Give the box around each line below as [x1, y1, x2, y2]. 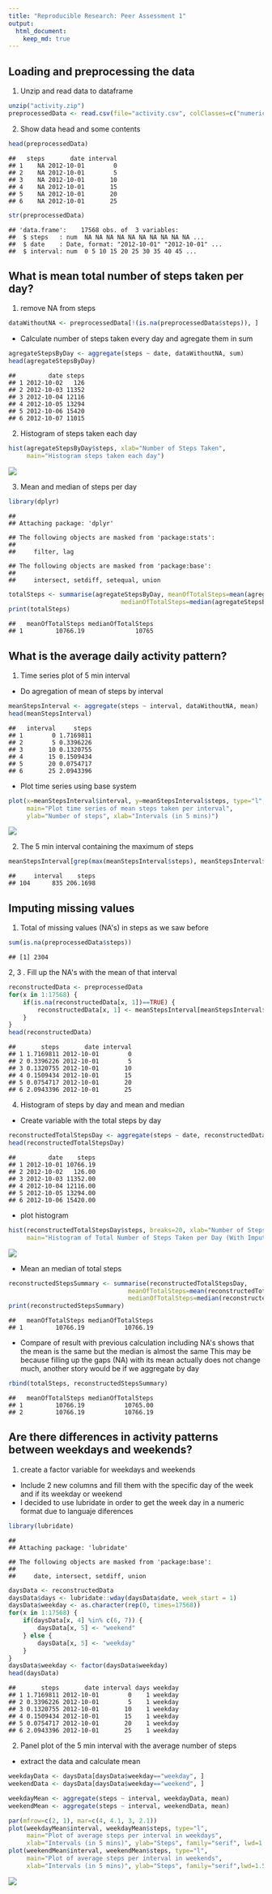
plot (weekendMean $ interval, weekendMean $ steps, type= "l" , [8, 1847, 208, 1855]
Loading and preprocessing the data [8, 64, 195, 78]
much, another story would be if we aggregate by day [19, 1364, 200, 1374]
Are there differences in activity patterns [8, 1430, 219, 1444]
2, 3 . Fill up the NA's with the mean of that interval [8, 968, 177, 977]
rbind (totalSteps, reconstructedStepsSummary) [8, 1379, 168, 1388]
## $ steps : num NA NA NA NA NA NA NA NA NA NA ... [8, 233, 205, 241]
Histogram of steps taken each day [19, 429, 138, 438]
